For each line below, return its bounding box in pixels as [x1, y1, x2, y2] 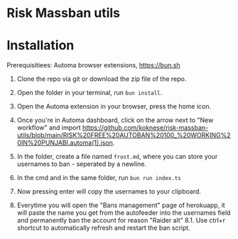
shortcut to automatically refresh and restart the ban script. [16, 223, 191, 232]
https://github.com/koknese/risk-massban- [82, 123, 209, 132]
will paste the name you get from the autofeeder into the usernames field [16, 209, 231, 217]
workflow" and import [16, 123, 81, 132]
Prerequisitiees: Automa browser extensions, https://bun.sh [6, 61, 180, 70]
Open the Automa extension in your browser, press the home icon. [16, 102, 212, 111]
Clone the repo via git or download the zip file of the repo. [16, 74, 187, 83]
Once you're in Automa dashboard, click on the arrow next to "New [16, 116, 214, 125]
